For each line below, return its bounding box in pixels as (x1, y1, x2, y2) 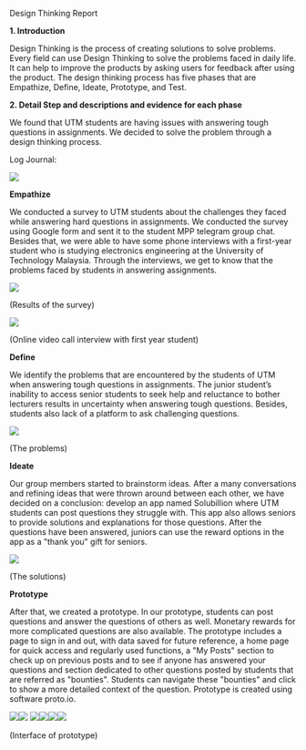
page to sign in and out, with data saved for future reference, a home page (9, 635, 290, 646)
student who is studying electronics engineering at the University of (9, 245, 264, 256)
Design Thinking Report (9, 8, 98, 18)
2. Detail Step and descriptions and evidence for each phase (9, 99, 243, 110)
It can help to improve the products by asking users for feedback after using (9, 63, 295, 73)
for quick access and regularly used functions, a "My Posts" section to (9, 645, 275, 655)
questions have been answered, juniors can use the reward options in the (9, 527, 285, 537)
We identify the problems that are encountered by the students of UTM (9, 369, 276, 380)
